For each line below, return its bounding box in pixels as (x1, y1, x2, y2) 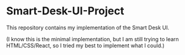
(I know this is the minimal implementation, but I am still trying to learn (6, 35, 179, 42)
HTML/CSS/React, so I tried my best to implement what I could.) (6, 42, 165, 49)
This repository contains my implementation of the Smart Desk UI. (6, 24, 169, 31)
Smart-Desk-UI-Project (6, 4, 124, 18)
